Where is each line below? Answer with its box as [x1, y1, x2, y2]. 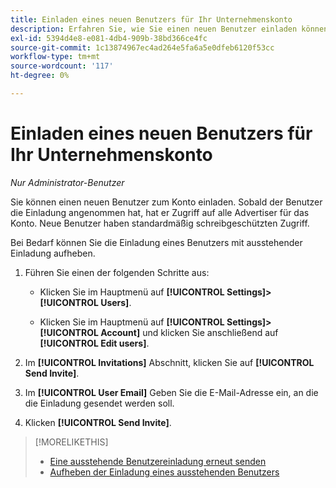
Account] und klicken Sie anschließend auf [100, 326, 279, 338]
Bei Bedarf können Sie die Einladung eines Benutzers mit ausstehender [10, 236, 303, 248]
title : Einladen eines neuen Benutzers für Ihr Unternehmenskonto [10, 14, 293, 25]
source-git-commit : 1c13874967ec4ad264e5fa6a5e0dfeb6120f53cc [10, 42, 275, 53]
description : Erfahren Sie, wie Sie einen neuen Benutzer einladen [10, 24, 298, 34]
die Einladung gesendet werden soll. [24, 397, 175, 409]
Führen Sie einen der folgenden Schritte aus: [24, 266, 210, 278]
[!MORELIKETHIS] [34, 436, 109, 448]
